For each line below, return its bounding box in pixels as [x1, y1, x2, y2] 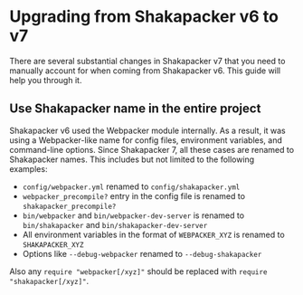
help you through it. [9, 74, 82, 85]
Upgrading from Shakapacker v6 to [9, 6, 279, 27]
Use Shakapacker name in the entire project [9, 101, 261, 117]
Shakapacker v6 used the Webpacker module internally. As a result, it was [9, 125, 287, 136]
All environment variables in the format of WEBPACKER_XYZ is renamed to [22, 229, 285, 240]
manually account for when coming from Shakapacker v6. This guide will [9, 65, 281, 76]
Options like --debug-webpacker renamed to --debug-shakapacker [22, 248, 262, 259]
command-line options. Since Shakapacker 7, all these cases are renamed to [9, 144, 295, 155]
